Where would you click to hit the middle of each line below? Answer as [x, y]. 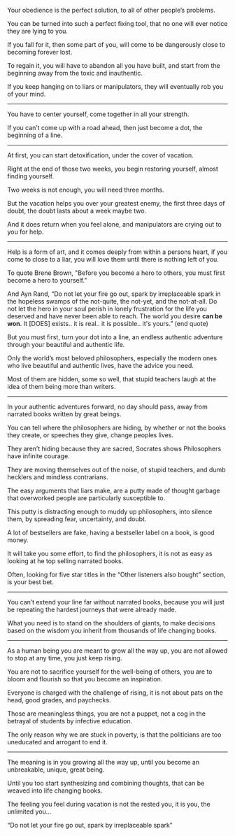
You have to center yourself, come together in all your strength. [98, 114]
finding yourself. [31, 176]
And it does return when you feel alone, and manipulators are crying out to [114, 224]
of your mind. [27, 94]
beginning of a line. [35, 135]
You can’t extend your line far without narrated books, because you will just [116, 602]
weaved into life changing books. [55, 791]
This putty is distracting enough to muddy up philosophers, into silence [110, 511]
